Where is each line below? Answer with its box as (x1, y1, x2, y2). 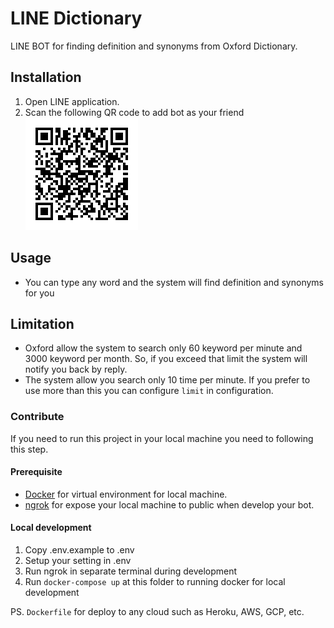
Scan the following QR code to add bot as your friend (24, 106, 245, 118)
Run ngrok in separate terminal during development (24, 565, 238, 577)
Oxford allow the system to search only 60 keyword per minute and (24, 342, 303, 354)
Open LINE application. (24, 95, 120, 107)
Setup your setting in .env (24, 555, 132, 567)
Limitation (10, 315, 75, 332)
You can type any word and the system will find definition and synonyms (24, 276, 324, 288)
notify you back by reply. (24, 363, 128, 376)
